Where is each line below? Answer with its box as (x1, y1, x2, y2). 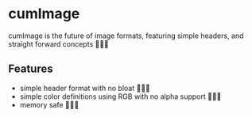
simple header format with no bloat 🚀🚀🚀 (19, 83, 151, 92)
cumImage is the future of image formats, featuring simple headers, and (8, 31, 244, 40)
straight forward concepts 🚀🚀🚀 (8, 39, 110, 48)
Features (8, 62, 53, 76)
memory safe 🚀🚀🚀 (19, 100, 79, 109)
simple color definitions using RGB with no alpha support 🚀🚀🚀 (19, 92, 222, 101)
